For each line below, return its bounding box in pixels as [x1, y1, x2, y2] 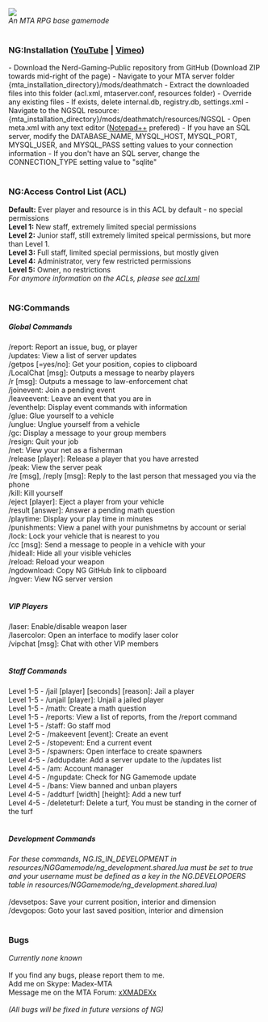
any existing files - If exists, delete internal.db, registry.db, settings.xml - [8, 97, 249, 107]
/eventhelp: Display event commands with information [8, 403, 188, 412]
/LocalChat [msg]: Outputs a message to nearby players [8, 368, 195, 378]
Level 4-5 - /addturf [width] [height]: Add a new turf [8, 789, 182, 800]
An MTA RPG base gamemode [8, 16, 110, 25]
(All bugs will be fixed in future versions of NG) [8, 1004, 164, 1014]
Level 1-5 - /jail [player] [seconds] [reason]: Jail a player [8, 686, 195, 696]
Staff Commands [8, 666, 67, 676]
